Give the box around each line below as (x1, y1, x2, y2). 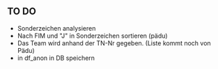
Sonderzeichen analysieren (17, 24, 96, 32)
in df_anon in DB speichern (17, 54, 95, 62)
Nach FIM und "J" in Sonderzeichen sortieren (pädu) (17, 31, 169, 40)
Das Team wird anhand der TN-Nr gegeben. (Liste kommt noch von (17, 38, 211, 47)
